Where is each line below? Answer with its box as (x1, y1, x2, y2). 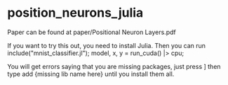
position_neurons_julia (7, 5, 144, 21)
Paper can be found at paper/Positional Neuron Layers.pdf (7, 28, 177, 36)
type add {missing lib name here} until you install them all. (7, 70, 175, 78)
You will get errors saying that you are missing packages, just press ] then (7, 62, 221, 70)
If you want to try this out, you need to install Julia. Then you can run (7, 41, 206, 49)
